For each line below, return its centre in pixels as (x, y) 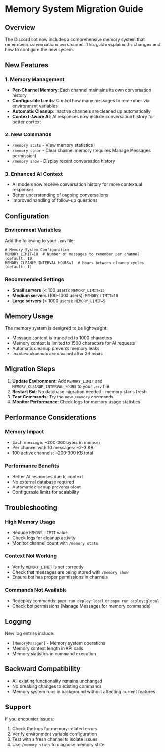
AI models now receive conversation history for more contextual (77, 184)
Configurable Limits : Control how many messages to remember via (81, 100)
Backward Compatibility (43, 669)
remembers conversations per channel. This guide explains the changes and (83, 44)
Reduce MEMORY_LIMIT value (40, 532)
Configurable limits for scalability (46, 492)
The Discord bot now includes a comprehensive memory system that (75, 39)
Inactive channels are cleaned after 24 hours (58, 354)
